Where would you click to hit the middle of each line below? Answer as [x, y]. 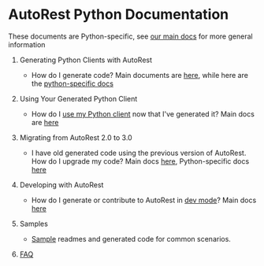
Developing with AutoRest [61, 185]
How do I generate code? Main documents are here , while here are [139, 75]
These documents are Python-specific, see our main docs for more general [131, 36]
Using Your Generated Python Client [78, 98]
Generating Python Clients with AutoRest [86, 60]
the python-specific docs [73, 83]
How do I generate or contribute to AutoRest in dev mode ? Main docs [144, 200]
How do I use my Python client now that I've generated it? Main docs [143, 114]
